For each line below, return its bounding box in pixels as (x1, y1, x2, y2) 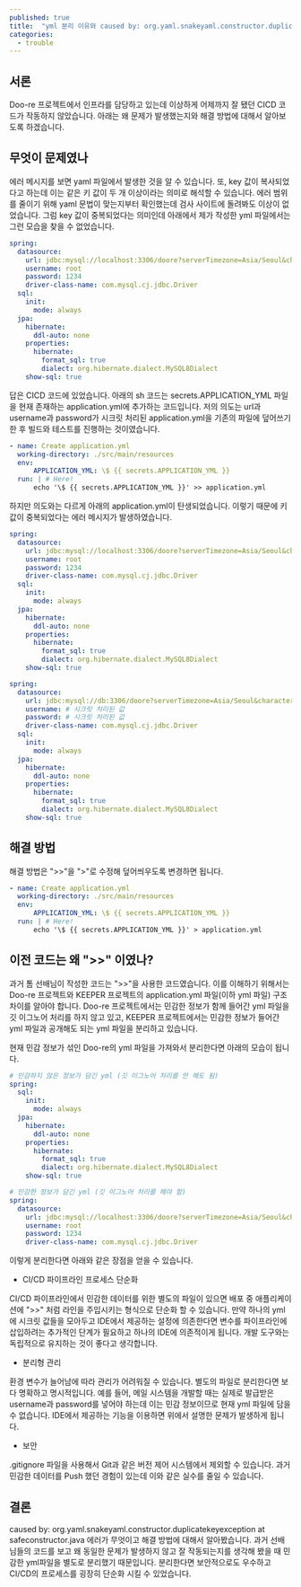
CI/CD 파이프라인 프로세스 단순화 (21, 1274, 139, 1285)
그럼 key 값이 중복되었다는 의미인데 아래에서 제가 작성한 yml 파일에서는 (42, 209, 291, 220)
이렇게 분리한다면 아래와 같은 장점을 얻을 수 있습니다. (9, 1255, 193, 1266)
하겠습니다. (25, 122, 65, 133)
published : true (9, 13, 70, 22)
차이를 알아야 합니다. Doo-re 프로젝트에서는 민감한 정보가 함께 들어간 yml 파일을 (9, 1001, 289, 1011)
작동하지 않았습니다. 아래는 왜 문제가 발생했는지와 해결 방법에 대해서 (25, 110, 262, 121)
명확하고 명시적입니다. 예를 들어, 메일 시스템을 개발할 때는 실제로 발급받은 (18, 1388, 275, 1398)
